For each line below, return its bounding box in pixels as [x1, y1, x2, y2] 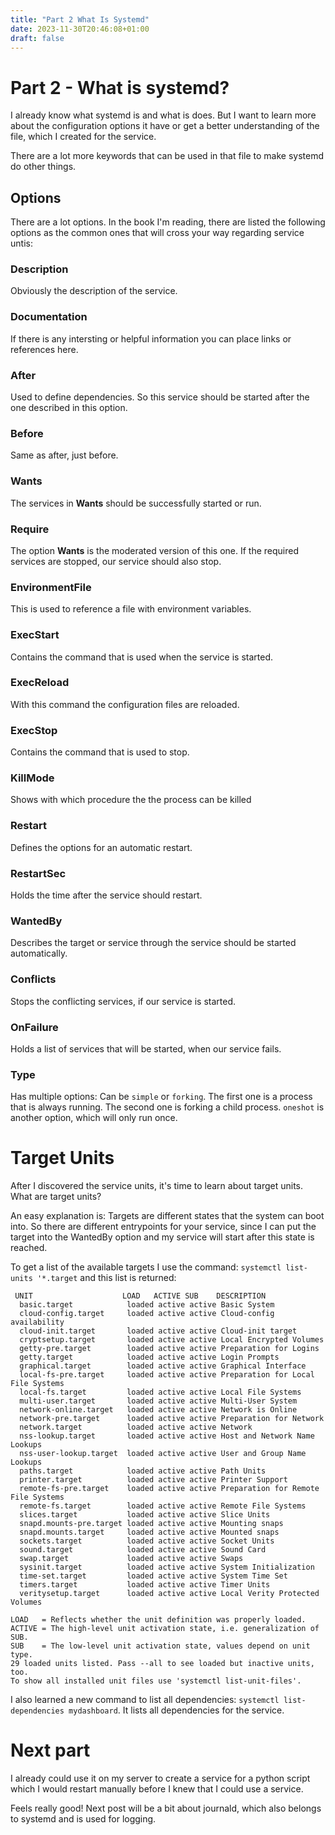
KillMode [10, 771, 55, 785]
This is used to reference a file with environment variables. [10, 603, 252, 615]
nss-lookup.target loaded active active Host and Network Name [19, 1431, 315, 1441]
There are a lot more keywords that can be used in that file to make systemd [10, 150, 324, 162]
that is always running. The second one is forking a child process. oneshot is [10, 1101, 325, 1113]
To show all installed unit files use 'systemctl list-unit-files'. [10, 1676, 302, 1686]
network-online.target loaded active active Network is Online [19, 1405, 298, 1415]
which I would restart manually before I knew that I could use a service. [10, 1783, 304, 1795]
